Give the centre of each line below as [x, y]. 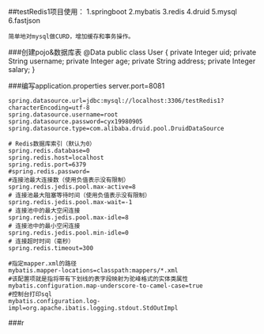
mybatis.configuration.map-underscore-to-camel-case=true [106, 286]
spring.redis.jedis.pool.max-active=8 [72, 187]
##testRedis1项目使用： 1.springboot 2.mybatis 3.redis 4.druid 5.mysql [123, 11]
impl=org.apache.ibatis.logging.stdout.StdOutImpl [93, 308]
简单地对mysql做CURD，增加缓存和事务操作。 [71, 36]
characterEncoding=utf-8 [49, 108]
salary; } [22, 69]
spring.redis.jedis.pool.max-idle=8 [68, 218]
